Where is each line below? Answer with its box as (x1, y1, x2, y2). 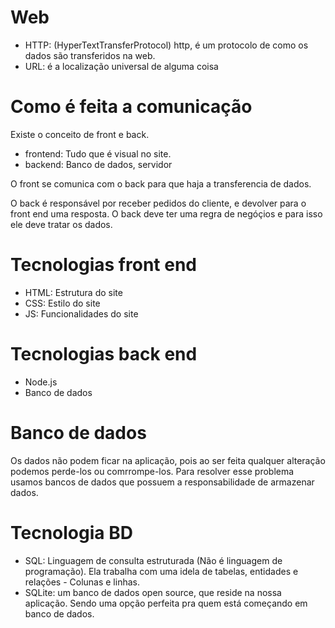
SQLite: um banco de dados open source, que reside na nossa (24, 586, 282, 598)
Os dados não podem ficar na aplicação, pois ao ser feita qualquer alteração (10, 454, 326, 466)
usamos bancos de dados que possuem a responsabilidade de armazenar (10, 476, 315, 488)
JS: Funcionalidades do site (24, 307, 139, 320)
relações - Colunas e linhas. (24, 576, 140, 588)
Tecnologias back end (10, 343, 198, 365)
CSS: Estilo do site (24, 297, 101, 309)
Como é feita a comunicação (10, 96, 253, 118)
